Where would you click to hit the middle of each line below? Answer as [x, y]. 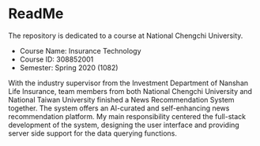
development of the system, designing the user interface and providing [124, 125]
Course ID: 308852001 [57, 59]
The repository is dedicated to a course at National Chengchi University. [126, 36]
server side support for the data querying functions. [93, 133]
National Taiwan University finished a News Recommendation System [121, 99]
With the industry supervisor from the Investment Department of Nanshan [128, 83]
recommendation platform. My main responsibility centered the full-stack [127, 116]
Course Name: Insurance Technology [80, 51]
